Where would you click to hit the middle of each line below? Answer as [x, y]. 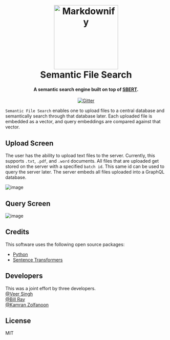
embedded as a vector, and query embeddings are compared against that [83, 122]
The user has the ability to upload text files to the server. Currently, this [80, 156]
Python [20, 254]
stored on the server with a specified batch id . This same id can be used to [85, 166]
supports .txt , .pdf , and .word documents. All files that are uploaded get [82, 161]
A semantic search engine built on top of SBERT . [86, 89]
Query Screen [28, 204]
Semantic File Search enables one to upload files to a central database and [85, 111]
